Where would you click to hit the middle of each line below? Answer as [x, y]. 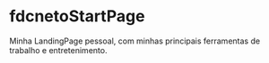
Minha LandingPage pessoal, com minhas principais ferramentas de [135, 41]
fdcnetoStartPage [77, 16]
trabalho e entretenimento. [58, 50]
